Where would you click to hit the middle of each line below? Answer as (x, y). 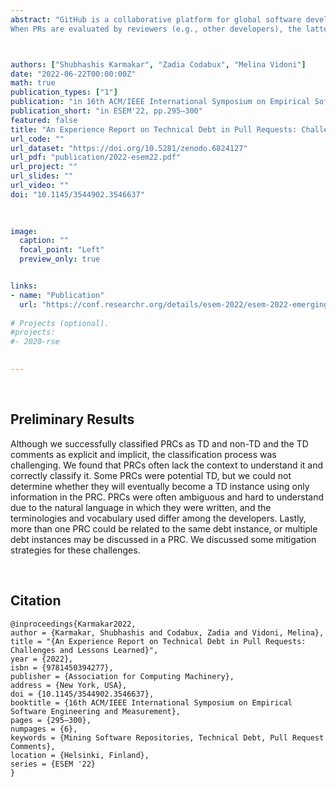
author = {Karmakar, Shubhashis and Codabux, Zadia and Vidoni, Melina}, (167, 632)
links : (24, 286)
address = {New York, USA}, (69, 685)
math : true (33, 83)
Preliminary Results (72, 419)
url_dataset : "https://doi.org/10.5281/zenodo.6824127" (129, 148)
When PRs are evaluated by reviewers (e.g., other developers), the (156, 29)
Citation (36, 601)
